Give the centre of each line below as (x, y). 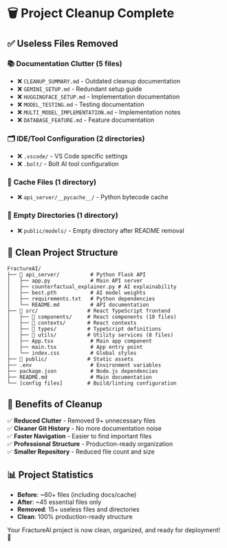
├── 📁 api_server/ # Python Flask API (77, 274)
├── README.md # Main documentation (80, 377)
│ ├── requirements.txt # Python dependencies (81, 298)
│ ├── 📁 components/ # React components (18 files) (92, 317)
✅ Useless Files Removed (63, 43)
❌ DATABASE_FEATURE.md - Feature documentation (86, 120)
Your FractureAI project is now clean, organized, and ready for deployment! (114, 530)
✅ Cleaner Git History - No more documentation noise (85, 429)
